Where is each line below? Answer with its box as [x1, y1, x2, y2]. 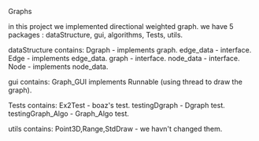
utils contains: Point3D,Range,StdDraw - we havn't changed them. [8, 125, 223, 133]
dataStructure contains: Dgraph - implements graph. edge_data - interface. [8, 45, 252, 54]
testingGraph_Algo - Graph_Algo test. [8, 109, 130, 118]
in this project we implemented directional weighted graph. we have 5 [8, 22, 234, 31]
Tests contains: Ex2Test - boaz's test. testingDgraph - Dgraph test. [8, 101, 226, 110]
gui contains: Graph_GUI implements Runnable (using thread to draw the [8, 78, 242, 86]
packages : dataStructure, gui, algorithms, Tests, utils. [8, 31, 183, 39]
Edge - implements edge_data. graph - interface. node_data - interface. [8, 54, 240, 63]
